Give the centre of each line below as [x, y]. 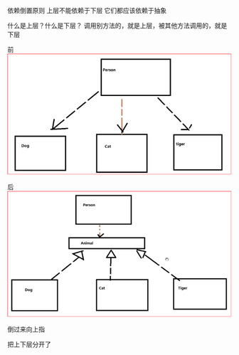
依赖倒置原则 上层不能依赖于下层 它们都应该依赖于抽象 [87, 10]
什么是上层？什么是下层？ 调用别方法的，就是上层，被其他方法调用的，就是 [117, 26]
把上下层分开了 [29, 344]
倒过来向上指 [26, 329]
